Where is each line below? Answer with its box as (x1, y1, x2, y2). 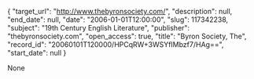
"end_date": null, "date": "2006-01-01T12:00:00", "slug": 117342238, (7, 15, 229, 24)
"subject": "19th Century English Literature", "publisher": (7, 23, 190, 32)
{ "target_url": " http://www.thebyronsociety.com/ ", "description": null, (7, 7, 233, 16)
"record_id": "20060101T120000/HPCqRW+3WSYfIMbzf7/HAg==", (7, 40, 224, 49)
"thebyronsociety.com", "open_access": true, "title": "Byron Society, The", (7, 31, 247, 41)
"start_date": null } (7, 48, 67, 57)
